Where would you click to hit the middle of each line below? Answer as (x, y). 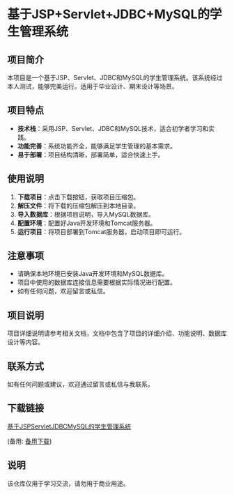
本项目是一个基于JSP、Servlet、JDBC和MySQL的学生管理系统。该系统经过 (115, 78)
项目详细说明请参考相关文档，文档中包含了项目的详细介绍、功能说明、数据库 (117, 333)
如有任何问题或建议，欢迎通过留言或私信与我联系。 (80, 385)
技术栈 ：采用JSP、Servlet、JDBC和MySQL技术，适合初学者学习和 (113, 128)
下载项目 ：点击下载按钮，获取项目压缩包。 (78, 196)
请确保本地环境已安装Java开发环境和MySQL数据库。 (93, 274)
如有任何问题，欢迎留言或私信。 (63, 291)
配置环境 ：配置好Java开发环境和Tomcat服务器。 (87, 223)
